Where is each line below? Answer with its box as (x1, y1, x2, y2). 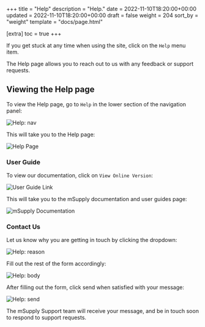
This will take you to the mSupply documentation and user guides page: (6, 196, 187, 203)
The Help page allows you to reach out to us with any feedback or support (6, 61, 194, 67)
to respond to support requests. (6, 314, 87, 321)
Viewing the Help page (6, 84, 95, 95)
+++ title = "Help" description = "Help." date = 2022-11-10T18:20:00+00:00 (6, 6, 197, 12)
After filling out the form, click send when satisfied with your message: (6, 284, 185, 291)
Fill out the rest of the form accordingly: (6, 260, 106, 268)
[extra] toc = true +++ (6, 30, 62, 37)
